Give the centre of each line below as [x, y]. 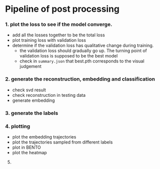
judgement [31, 66]
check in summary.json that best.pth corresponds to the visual [82, 61]
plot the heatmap [30, 153]
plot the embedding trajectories [44, 137]
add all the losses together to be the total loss [58, 35]
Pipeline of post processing [62, 9]
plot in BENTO [26, 147]
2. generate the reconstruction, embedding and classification [80, 79]
